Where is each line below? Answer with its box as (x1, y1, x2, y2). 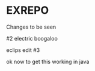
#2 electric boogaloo (6, 35, 58, 42)
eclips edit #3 (6, 46, 40, 54)
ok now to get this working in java (6, 58, 90, 65)
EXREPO (6, 4, 49, 17)
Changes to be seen (6, 23, 57, 30)
